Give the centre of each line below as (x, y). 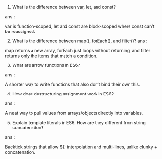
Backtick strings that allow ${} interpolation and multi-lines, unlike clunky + (81, 147)
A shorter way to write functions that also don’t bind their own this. (73, 84)
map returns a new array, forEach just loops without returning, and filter (78, 50)
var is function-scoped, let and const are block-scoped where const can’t (80, 26)
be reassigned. (20, 31)
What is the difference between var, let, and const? (64, 7)
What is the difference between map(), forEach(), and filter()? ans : (80, 41)
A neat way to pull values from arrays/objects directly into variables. (74, 113)
